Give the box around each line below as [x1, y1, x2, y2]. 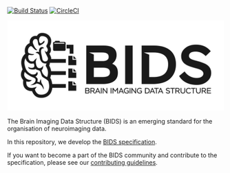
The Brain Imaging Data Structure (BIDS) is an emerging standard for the [7, 117, 213, 125]
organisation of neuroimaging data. [7, 124, 107, 132]
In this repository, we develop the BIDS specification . [7, 137, 157, 146]
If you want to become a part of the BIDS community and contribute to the [7, 151, 218, 159]
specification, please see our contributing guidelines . [7, 158, 158, 166]
